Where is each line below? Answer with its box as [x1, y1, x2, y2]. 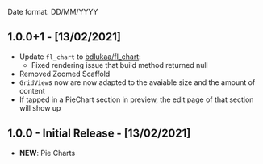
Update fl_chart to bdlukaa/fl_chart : [19, 52, 142, 61]
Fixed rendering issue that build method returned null [31, 60, 208, 69]
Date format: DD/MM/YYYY [7, 7, 98, 16]
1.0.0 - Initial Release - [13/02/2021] [7, 127, 191, 141]
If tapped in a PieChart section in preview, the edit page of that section [19, 95, 254, 104]
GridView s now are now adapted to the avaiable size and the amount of [19, 77, 256, 87]
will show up [19, 103, 61, 112]
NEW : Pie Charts [19, 148, 76, 158]
